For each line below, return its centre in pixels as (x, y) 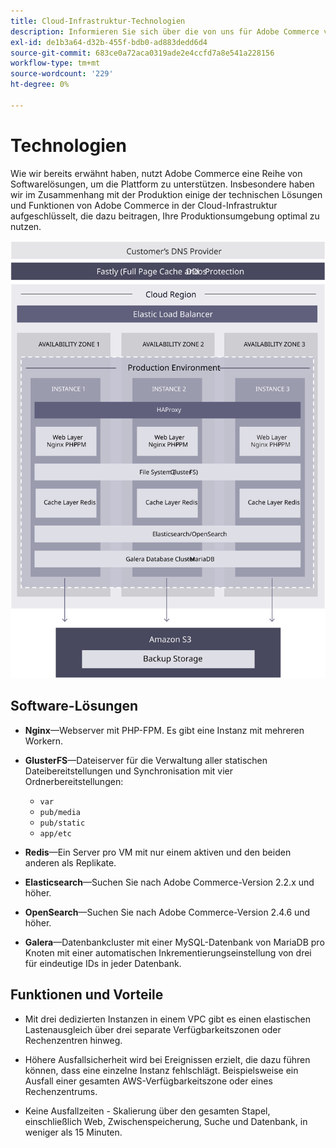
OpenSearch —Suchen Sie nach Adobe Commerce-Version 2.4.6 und (167, 912)
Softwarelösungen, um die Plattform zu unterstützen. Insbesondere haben (162, 184)
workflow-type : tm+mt (55, 63)
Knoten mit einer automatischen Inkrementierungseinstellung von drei (168, 952)
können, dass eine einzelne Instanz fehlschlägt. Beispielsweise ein (161, 1070)
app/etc (55, 833)
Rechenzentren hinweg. (73, 1040)
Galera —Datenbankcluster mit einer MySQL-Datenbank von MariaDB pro (174, 942)
